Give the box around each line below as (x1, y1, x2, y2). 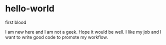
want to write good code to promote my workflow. (5, 34, 108, 40)
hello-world (5, 3, 55, 14)
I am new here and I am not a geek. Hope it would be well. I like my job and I (5, 29, 161, 35)
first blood (5, 19, 26, 25)
